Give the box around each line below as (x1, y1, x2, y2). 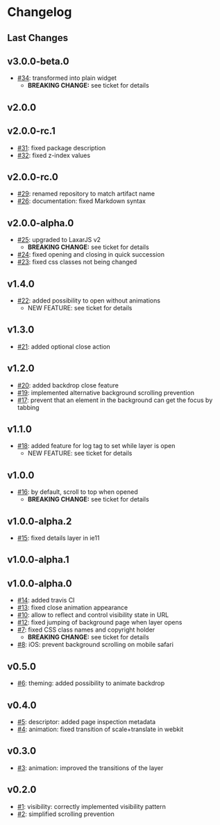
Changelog (7, 4, 72, 20)
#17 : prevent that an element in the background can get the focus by (17, 396, 213, 404)
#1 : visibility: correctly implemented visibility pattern (17, 802, 167, 810)
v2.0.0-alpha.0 (7, 217, 74, 229)
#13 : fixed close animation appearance (17, 603, 128, 612)
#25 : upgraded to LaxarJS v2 (17, 236, 101, 244)
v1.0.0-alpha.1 (7, 554, 69, 566)
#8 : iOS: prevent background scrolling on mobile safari (17, 641, 174, 649)
